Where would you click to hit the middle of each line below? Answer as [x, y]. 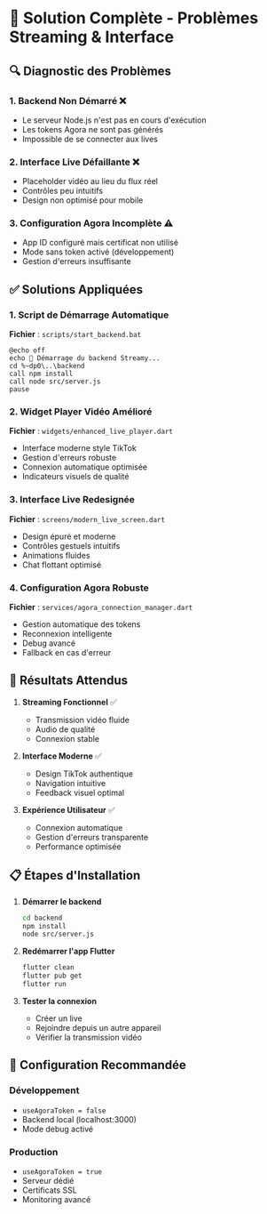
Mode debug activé [58, 1129]
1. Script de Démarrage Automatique [89, 315]
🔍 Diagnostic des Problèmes [90, 71]
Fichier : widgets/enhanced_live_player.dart [91, 431]
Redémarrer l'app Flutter [68, 952]
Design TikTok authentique [84, 774]
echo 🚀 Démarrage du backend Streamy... [85, 358]
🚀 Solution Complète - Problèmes [134, 18]
